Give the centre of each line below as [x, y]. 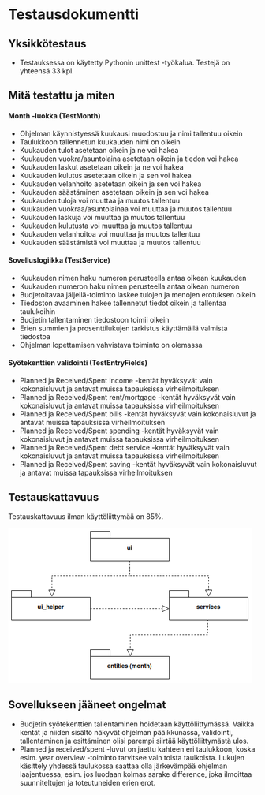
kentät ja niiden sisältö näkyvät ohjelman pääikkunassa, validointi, [126, 732]
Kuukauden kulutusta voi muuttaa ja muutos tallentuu [106, 226]
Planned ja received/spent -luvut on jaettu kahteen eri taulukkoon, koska [137, 749]
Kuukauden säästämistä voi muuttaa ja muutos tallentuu [110, 242]
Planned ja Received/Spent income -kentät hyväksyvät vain [116, 381]
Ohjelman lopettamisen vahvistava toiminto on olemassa [111, 345]
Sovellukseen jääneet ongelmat [87, 705]
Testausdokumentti [74, 15]
